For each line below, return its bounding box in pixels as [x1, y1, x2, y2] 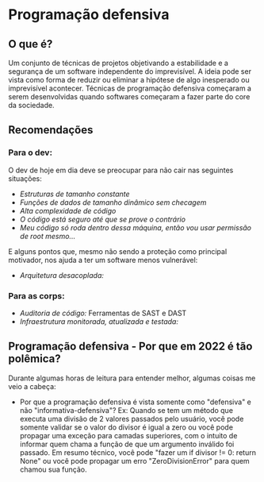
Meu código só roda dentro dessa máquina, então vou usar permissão [19, 222, 252, 232]
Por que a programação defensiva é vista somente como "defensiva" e [19, 397, 252, 407]
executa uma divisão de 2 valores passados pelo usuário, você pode [19, 414, 244, 423]
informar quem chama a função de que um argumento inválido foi [19, 439, 235, 449]
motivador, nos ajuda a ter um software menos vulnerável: [8, 255, 198, 264]
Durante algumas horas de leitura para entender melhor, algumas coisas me [8, 373, 256, 383]
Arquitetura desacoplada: [19, 270, 105, 280]
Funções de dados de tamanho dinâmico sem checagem [19, 197, 207, 207]
